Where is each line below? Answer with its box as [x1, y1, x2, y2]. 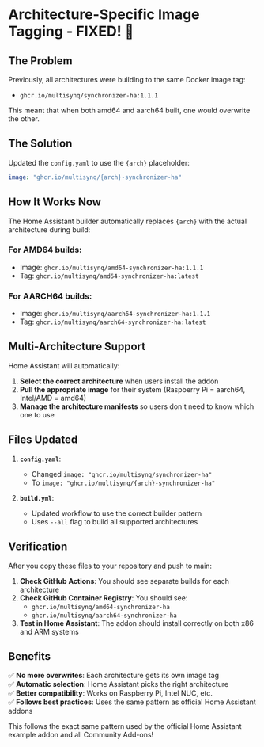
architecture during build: [8, 224, 91, 234]
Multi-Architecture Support [8, 340, 146, 353]
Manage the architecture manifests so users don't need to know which [19, 402, 255, 411]
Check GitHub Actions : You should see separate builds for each [19, 576, 230, 585]
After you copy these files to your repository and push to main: [8, 561, 212, 570]
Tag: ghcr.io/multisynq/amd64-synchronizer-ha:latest [19, 271, 199, 280]
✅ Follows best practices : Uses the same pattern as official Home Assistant [8, 697, 257, 707]
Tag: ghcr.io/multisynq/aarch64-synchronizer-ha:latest [19, 317, 206, 326]
